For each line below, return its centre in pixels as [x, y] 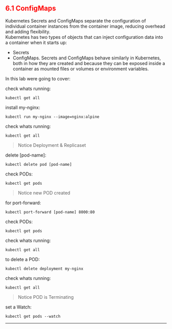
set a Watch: [18, 307]
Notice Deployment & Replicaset [52, 145]
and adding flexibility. [28, 31]
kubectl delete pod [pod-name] [39, 164]
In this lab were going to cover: [38, 78]
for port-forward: [23, 203]
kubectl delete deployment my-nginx [44, 269]
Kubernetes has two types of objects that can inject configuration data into [84, 37]
